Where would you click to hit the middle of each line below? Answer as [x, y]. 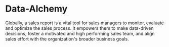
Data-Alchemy [36, 9]
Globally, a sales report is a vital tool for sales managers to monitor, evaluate [85, 23]
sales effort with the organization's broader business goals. [67, 39]
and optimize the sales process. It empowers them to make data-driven [79, 28]
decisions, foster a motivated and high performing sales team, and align [80, 33]
